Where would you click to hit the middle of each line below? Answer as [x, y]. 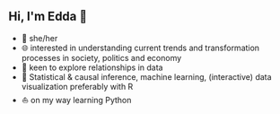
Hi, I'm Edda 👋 [48, 17]
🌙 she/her [39, 38]
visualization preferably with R [77, 86]
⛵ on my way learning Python [76, 100]
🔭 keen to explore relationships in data [92, 67]
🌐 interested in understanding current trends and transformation [140, 48]
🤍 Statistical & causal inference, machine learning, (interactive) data [146, 76]
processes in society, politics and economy [101, 57]
